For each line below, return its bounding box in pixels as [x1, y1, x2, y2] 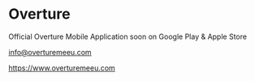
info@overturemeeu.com [8, 47, 92, 57]
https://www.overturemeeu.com [8, 62, 115, 73]
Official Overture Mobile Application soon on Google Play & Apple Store [8, 32, 248, 41]
